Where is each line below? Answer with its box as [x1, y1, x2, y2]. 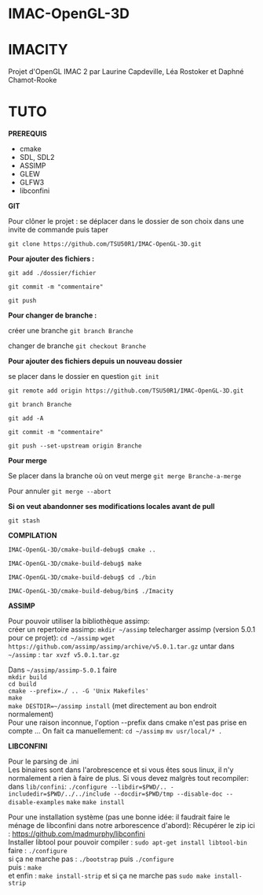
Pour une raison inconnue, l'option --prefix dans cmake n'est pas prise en [8, 718, 247, 727]
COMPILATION [8, 531, 57, 540]
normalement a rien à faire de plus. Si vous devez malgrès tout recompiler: [8, 774, 249, 783]
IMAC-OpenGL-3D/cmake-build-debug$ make [8, 560, 143, 568]
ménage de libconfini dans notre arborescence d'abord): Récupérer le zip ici [8, 821, 255, 830]
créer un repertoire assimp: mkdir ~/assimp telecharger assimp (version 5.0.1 [8, 625, 256, 634]
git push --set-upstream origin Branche [8, 442, 143, 450]
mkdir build [8, 674, 47, 681]
